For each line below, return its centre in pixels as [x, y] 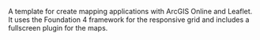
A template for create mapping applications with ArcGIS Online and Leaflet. [130, 11]
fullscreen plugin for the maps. [58, 28]
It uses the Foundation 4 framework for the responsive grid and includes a [129, 20]
